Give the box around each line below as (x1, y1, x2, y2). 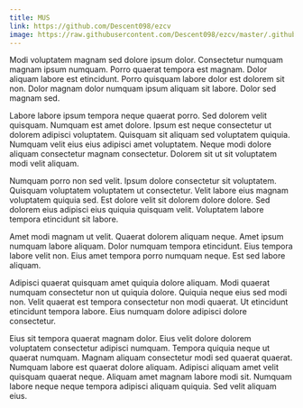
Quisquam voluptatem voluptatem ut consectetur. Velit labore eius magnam (9, 186, 289, 196)
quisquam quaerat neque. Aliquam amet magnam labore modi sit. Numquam (9, 371, 292, 383)
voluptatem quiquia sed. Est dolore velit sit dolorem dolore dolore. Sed (9, 195, 271, 205)
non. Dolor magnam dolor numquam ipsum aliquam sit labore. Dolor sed (9, 83, 277, 95)
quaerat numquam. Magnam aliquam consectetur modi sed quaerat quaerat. (9, 352, 293, 363)
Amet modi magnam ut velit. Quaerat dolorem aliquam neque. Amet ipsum (9, 231, 284, 242)
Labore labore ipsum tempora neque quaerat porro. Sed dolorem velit (9, 110, 268, 122)
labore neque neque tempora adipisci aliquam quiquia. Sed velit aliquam (9, 381, 277, 392)
